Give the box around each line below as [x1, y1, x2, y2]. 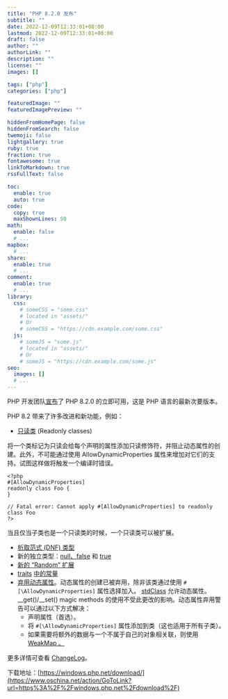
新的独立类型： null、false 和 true [17, 552, 112, 560]
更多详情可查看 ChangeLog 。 [7, 654, 92, 661]
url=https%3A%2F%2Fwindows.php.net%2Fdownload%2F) [7, 684, 180, 692]
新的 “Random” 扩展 [17, 561, 75, 569]
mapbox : [7, 241, 30, 248]
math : [7, 222, 23, 230]
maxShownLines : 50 [13, 216, 67, 223]
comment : [7, 274, 33, 281]
